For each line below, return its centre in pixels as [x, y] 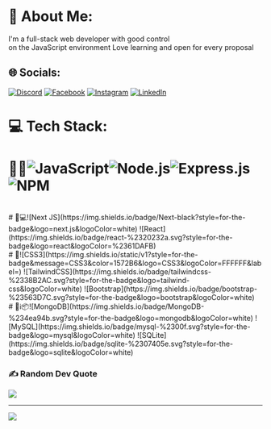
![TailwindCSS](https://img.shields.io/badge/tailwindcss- [117, 271]
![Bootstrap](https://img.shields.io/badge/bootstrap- [171, 289]
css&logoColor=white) [46, 289]
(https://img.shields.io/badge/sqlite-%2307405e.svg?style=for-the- [121, 344]
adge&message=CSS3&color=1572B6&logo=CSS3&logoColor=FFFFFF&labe [135, 263]
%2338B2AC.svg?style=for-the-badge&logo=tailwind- [99, 280]
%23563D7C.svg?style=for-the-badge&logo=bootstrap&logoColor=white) [132, 297]
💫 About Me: [51, 17]
